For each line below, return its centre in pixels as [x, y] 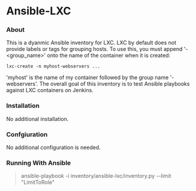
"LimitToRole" [38, 182]
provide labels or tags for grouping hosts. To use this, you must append [94, 49]
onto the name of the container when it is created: [109, 56]
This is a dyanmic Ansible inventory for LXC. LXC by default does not [91, 43]
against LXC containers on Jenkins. [50, 90]
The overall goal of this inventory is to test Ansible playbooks [114, 84]
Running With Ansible [39, 163]
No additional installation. [37, 119]
